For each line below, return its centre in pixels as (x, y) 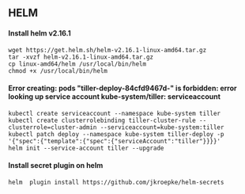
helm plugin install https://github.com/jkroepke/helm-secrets (116, 182)
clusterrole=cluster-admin (53, 127)
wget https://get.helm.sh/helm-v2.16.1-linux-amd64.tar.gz (107, 50)
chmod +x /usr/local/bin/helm (58, 70)
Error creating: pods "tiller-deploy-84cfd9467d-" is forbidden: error (122, 88)
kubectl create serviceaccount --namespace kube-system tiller (115, 113)
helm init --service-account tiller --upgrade (86, 148)
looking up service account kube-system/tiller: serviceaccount (115, 97)
